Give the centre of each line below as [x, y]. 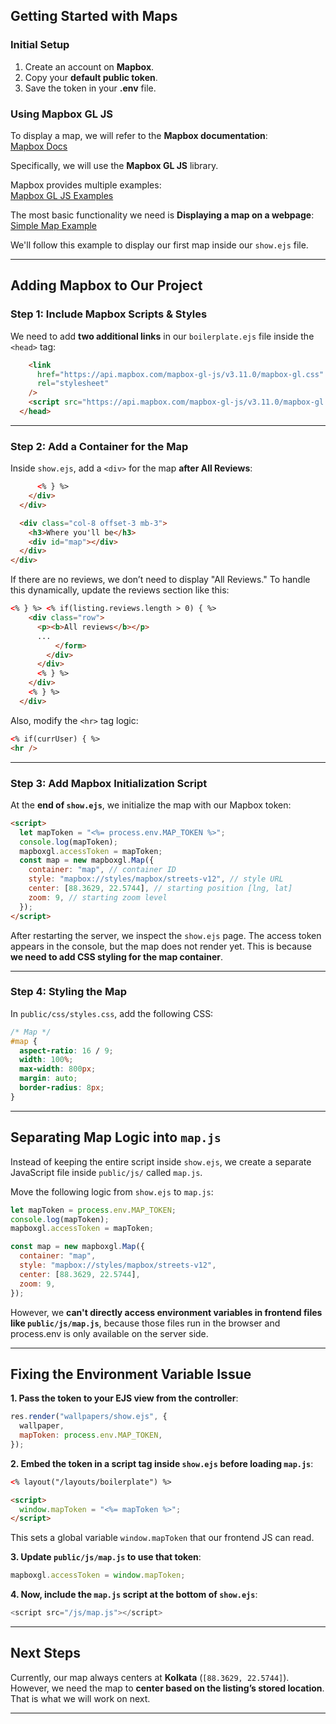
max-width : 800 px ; [58, 1069]
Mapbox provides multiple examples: [86, 185]
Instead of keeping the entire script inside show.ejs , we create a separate [161, 1161]
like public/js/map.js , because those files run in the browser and [145, 1323]
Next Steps [45, 1653]
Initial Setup [40, 45]
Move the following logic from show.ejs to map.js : [112, 1191]
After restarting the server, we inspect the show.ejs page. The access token [166, 935]
